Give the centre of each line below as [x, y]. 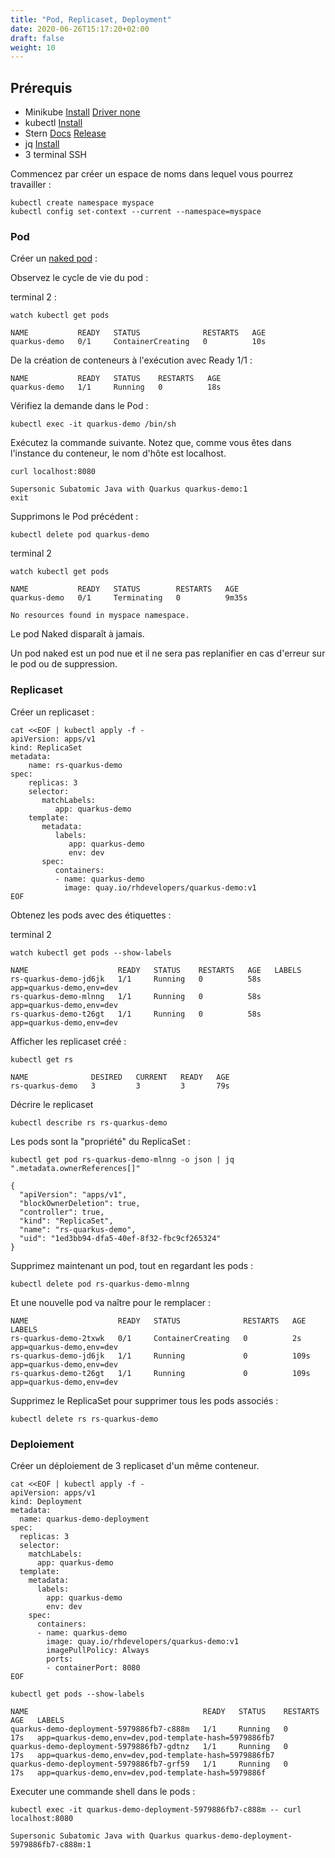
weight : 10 [33, 47]
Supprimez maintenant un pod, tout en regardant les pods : [132, 1265]
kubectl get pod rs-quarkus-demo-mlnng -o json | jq [122, 1159]
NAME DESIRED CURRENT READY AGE [120, 1077]
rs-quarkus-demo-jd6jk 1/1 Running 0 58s [136, 979]
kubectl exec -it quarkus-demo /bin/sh [93, 424]
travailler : [31, 185]
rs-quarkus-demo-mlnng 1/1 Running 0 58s [136, 996]
